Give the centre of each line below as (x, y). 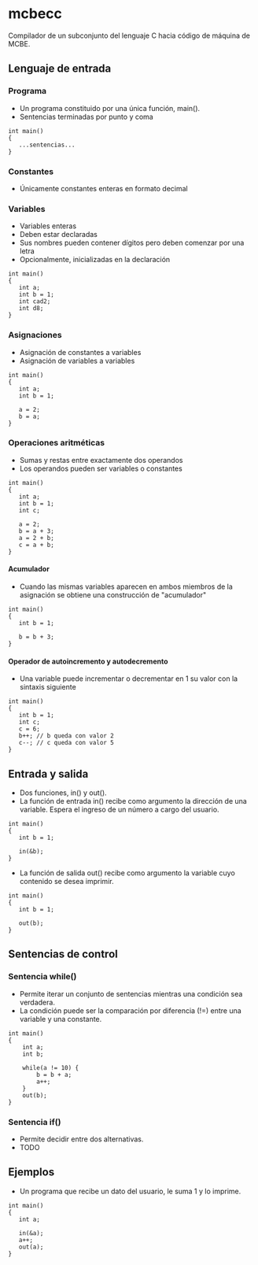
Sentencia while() (42, 977)
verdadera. (37, 1002)
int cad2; (35, 301)
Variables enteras (48, 226)
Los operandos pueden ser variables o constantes (101, 468)
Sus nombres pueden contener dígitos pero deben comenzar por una (132, 243)
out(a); (31, 1247)
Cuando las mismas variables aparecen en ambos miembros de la (126, 586)
